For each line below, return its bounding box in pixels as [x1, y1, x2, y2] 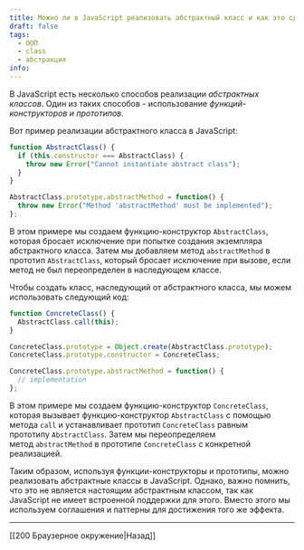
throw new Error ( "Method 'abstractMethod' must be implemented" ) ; [17, 201, 273, 211]
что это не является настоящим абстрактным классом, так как [9, 485, 254, 496]
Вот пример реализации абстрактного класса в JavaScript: [9, 125, 238, 136]
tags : [9, 30, 30, 39]
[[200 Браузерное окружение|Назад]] [9, 530, 157, 541]
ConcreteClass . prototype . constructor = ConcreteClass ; [9, 350, 221, 360]
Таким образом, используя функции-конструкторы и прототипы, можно [9, 465, 290, 476]
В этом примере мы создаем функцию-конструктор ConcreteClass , [9, 400, 269, 411]
